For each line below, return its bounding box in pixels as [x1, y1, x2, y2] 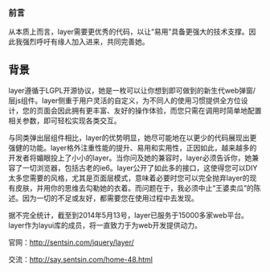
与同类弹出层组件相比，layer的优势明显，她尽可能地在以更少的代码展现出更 [8, 133, 257, 142]
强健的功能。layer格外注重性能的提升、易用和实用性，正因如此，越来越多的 [8, 143, 257, 153]
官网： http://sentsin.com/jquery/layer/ [8, 237, 134, 247]
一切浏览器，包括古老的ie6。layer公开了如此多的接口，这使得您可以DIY [22, 163, 258, 173]
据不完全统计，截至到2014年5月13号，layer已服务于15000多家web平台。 [8, 211, 249, 220]
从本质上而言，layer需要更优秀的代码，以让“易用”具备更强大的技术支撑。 [8, 27, 249, 37]
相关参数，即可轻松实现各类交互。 [8, 116, 121, 126]
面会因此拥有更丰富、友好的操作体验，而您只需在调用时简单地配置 [43, 106, 262, 116]
